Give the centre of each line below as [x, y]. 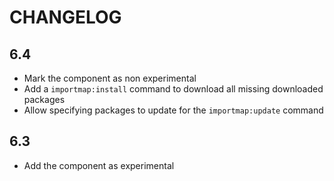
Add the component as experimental [99, 165]
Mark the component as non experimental [110, 78]
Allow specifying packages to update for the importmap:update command [173, 110]
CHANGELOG [65, 17]
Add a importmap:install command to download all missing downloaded [173, 89]
